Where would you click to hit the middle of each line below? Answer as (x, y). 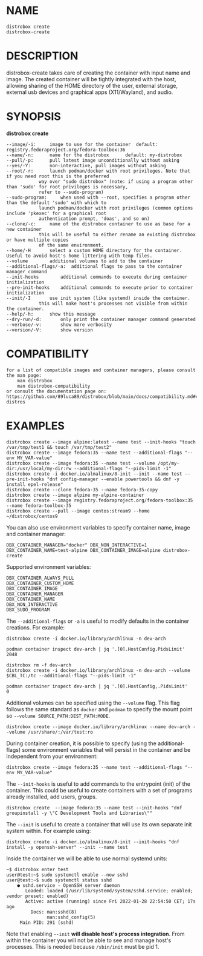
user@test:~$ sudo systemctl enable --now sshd (67, 875)
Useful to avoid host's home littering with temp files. (79, 256)
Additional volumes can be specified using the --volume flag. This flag (93, 703)
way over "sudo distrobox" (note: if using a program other (116, 181)
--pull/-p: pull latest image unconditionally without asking (93, 160)
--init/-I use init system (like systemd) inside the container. (98, 298)
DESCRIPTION (42, 56)
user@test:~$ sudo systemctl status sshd (59, 880)
